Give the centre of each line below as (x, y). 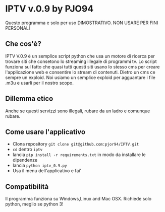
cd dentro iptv (27, 150)
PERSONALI (18, 28)
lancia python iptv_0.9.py (40, 165)
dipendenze (25, 160)
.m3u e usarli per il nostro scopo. (40, 83)
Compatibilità (27, 187)
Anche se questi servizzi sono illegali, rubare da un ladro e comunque (78, 111)
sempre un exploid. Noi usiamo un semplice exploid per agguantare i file (80, 77)
